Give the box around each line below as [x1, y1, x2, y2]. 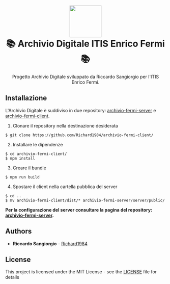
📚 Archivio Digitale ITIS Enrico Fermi [6, 38, 165, 49]
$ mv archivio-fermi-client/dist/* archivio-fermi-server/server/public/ [5, 198, 165, 203]
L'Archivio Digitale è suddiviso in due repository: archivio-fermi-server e [5, 107, 156, 113]
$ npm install [5, 156, 36, 161]
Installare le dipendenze [12, 141, 63, 147]
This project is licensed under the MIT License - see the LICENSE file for [5, 269, 157, 275]
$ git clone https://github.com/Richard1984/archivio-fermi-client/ [5, 133, 154, 138]
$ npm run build [5, 174, 40, 179]
